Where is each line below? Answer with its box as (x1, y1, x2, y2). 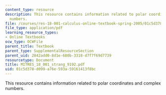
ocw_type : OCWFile (5, 39, 43, 44)
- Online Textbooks (5, 35, 45, 40)
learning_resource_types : (5, 30, 58, 35)
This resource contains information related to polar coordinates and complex (5, 80, 161, 86)
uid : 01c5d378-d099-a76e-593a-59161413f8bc (5, 67, 96, 72)
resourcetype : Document (5, 58, 54, 63)
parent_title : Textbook (5, 44, 54, 49)
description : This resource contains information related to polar (5, 12, 147, 17)
